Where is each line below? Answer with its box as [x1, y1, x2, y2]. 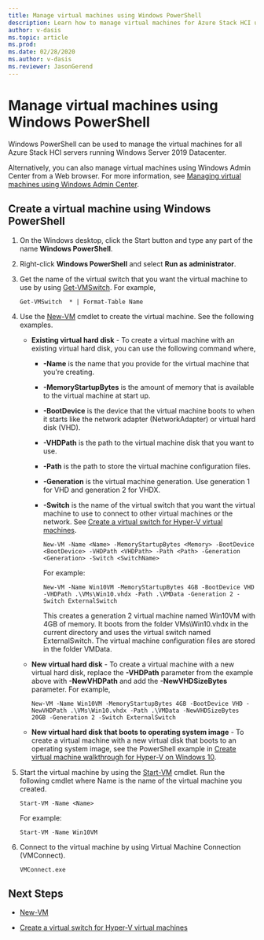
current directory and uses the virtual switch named [42, 627, 211, 637]
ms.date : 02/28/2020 [8, 48, 76, 56]
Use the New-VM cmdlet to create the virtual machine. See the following [19, 311, 254, 321]
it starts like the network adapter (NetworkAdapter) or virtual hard [42, 414, 256, 424]
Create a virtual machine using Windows [8, 202, 211, 216]
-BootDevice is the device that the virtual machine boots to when [42, 406, 255, 415]
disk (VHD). [42, 422, 81, 432]
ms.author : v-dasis [8, 56, 72, 64]
